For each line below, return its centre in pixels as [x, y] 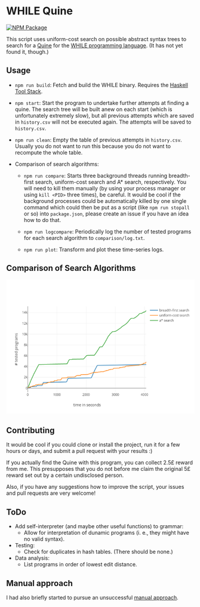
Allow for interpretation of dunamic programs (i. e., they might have [106, 533]
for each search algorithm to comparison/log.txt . [84, 238]
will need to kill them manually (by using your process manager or [105, 188]
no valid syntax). [44, 539]
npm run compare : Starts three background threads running [96, 175]
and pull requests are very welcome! [51, 493]
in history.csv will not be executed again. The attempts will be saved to [103, 122]
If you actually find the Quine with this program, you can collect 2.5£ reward [99, 463]
